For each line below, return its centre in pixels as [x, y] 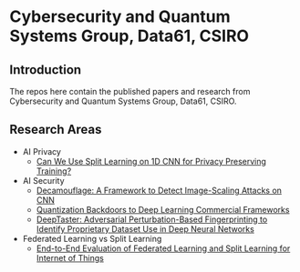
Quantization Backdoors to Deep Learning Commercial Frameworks [163, 209]
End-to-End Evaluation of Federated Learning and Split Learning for [163, 248]
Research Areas [56, 130]
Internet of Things [70, 257]
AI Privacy [42, 151]
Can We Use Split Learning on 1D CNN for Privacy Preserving [151, 161]
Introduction [46, 70]
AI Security [44, 180]
